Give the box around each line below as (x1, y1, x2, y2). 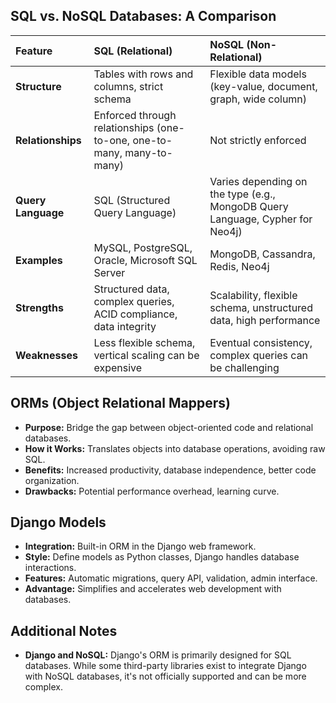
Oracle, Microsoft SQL (93, 253, 198, 267)
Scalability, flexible (209, 288, 298, 302)
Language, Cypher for (209, 212, 313, 226)
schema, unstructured (209, 300, 313, 314)
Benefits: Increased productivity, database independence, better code (24, 464, 317, 476)
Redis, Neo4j (209, 259, 270, 273)
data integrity (93, 319, 157, 333)
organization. (24, 474, 80, 486)
